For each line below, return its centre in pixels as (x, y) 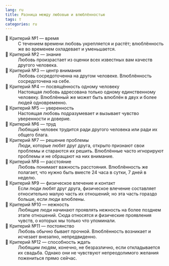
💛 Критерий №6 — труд (31, 124)
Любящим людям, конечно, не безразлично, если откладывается (89, 247)
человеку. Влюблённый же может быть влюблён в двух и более (87, 97)
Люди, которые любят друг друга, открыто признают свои (81, 146)
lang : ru (14, 10)
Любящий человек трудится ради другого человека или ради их (88, 130)
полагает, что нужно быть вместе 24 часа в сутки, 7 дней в (82, 173)
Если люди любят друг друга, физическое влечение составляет (87, 189)
